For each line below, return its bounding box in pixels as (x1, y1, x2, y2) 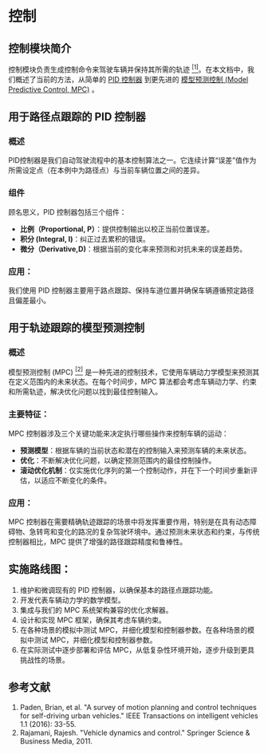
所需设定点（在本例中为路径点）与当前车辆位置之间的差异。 (8, 165, 204, 176)
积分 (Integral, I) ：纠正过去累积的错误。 (19, 234, 150, 243)
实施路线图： (8, 563, 72, 576)
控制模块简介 (8, 41, 72, 55)
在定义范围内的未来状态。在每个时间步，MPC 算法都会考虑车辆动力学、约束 (8, 377, 257, 387)
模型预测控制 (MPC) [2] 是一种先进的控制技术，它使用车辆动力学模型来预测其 (8, 365, 260, 377)
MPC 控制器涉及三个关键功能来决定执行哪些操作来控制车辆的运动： (8, 428, 229, 438)
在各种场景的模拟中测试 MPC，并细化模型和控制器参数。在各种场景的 (19, 625, 248, 634)
